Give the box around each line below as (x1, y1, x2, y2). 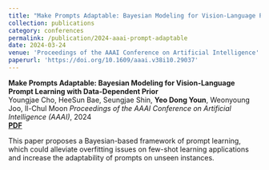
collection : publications (8, 19, 94, 27)
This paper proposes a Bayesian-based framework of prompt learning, (8, 136, 242, 145)
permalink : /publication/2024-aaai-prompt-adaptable (8, 34, 188, 42)
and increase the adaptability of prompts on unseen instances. (8, 152, 215, 162)
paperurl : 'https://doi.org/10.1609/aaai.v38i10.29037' (8, 57, 199, 65)
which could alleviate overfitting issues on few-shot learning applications (8, 144, 250, 154)
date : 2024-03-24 (8, 42, 66, 49)
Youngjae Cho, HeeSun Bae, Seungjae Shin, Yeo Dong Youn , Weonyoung (8, 95, 251, 105)
